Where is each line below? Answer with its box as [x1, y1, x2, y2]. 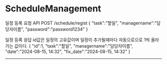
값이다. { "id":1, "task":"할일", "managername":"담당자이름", [14, 43, 133, 49]
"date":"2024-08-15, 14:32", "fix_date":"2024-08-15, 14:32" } [5, 48, 131, 55]
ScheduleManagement [5, 3, 101, 14]
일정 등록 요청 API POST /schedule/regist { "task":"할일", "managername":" [5, 20, 157, 26]
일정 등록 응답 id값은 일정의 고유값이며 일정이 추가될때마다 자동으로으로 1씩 [5, 37, 150, 43]
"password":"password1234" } [25, 26, 88, 32]
